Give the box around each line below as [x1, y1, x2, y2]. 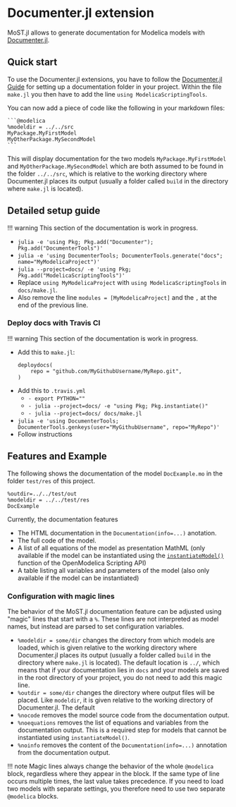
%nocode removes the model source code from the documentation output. [17, 710, 230, 719]
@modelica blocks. [7, 791, 58, 800]
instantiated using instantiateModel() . [17, 733, 130, 741]
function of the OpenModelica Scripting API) [17, 559, 147, 567]
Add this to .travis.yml [17, 386, 86, 394]
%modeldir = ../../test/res [7, 496, 90, 504]
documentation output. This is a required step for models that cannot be [17, 725, 227, 734]
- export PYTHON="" [27, 395, 86, 402]
